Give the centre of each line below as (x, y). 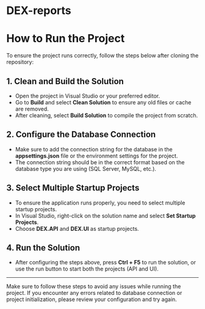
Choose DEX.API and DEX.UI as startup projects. (77, 228)
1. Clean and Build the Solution (65, 81)
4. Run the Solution (43, 248)
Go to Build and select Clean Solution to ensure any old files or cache (103, 102)
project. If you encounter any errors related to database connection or (94, 293)
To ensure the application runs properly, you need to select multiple (100, 203)
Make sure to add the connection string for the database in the (94, 149)
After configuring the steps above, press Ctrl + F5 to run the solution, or (106, 263)
